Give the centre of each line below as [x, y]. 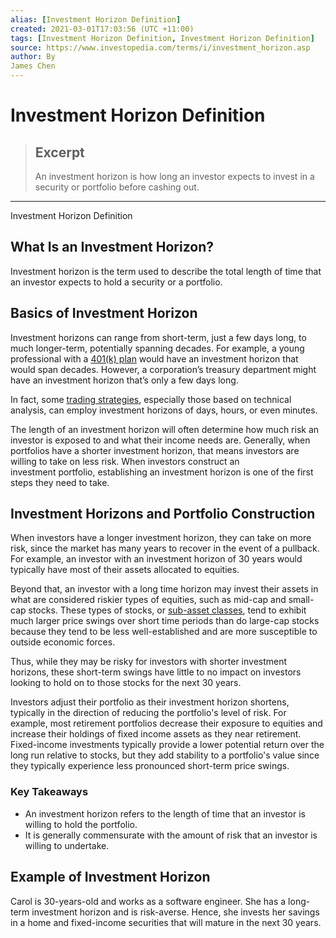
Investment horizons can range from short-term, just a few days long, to [158, 337]
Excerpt [59, 152]
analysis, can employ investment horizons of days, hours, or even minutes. [164, 410]
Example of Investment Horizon [110, 877]
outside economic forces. [63, 642]
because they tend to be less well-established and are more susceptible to [164, 632]
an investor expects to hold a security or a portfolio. [116, 282]
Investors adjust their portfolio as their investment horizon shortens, [150, 702]
